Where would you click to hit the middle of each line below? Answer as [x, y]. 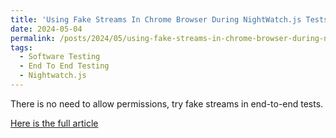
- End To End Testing [64, 66]
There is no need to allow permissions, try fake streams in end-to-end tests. [167, 103]
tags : [21, 47]
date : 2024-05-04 [46, 29]
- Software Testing [60, 57]
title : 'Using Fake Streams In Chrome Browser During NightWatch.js [156, 19]
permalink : [33, 38]
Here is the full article [54, 123]
